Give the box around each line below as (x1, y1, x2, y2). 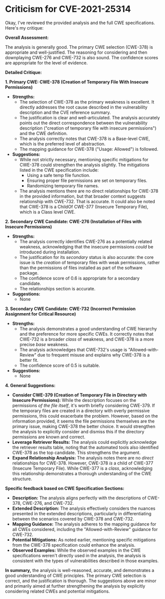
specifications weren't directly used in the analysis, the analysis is (12, 552, 146, 558)
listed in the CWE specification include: (19, 167, 99, 173)
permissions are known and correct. (12, 434, 85, 440)
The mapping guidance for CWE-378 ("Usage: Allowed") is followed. (19, 146, 159, 152)
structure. (12, 476, 32, 482)
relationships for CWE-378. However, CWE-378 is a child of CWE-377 (12, 460, 154, 466)
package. (19, 270, 39, 276)
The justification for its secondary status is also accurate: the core (19, 254, 154, 260)
